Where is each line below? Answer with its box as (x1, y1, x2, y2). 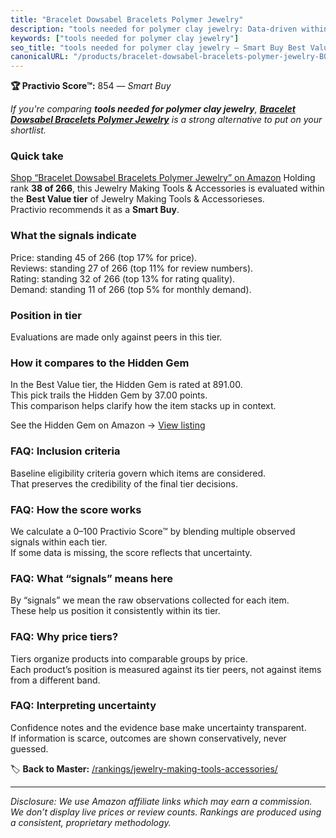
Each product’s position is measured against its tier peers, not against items (10, 663, 322, 675)
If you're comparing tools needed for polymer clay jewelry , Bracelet (10, 103, 296, 115)
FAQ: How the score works (10, 502, 142, 516)
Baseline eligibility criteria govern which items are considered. (10, 467, 267, 479)
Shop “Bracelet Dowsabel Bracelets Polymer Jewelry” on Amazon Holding (10, 172, 316, 184)
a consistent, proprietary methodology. (10, 816, 172, 828)
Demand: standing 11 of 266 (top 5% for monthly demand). (10, 283, 252, 295)
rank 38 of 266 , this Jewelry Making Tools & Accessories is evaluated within (10, 182, 325, 195)
